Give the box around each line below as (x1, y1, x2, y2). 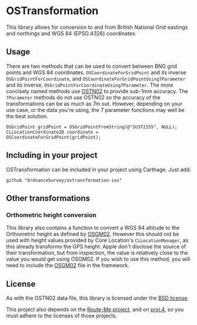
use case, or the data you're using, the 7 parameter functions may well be (6, 106, 185, 113)
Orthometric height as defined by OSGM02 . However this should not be (6, 231, 179, 238)
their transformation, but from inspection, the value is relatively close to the (6, 249, 188, 257)
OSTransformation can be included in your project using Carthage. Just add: (6, 166, 191, 173)
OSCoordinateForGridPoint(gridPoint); (6, 134, 101, 140)
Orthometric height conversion (6, 211, 97, 219)
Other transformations (6, 193, 90, 203)
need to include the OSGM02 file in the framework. (6, 262, 129, 269)
